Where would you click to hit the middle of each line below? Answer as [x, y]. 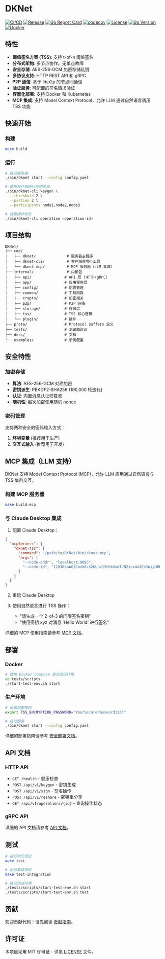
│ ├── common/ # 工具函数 [44, 293]
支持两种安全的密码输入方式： [35, 427]
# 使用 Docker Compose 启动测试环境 [40, 674]
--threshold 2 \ [26, 196]
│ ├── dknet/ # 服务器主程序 [49, 256]
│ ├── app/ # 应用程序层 [46, 283]
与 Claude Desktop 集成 [33, 518]
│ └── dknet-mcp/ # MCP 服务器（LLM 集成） [60, 267]
